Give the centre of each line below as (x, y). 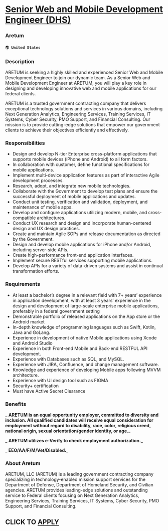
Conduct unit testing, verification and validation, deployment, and (80, 202)
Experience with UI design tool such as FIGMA (60, 380)
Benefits (16, 404)
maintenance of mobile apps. (42, 207)
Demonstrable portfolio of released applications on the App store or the (86, 316)
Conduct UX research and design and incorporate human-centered (82, 223)
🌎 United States (23, 48)
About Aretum (23, 463)
